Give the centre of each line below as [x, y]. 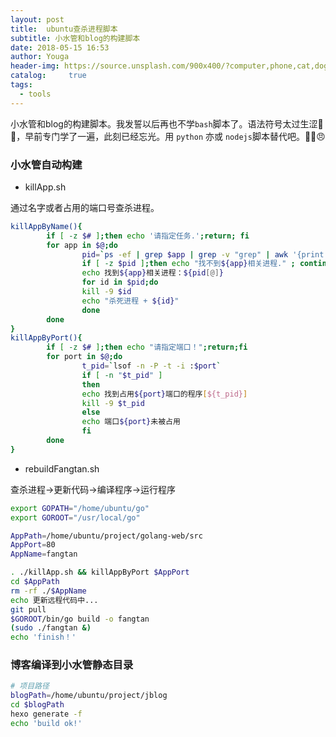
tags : [21, 85]
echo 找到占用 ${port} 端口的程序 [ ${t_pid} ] [164, 394]
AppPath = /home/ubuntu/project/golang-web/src [106, 536]
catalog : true [48, 76]
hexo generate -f [46, 714]
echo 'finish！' [43, 637]
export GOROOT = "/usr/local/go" [75, 517]
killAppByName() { [46, 226]
